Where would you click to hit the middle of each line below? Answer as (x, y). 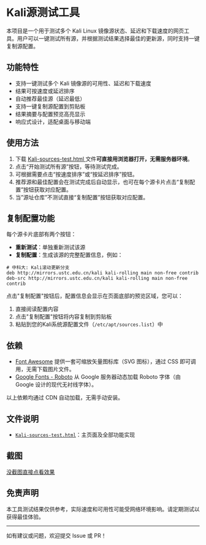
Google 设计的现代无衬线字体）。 (56, 385)
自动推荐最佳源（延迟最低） (50, 98)
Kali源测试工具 (43, 13)
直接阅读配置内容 (37, 309)
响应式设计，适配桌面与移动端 (53, 122)
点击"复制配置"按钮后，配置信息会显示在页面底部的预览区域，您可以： (95, 296)
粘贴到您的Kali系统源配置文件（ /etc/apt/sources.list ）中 (89, 324)
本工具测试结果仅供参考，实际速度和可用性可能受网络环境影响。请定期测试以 (103, 509)
